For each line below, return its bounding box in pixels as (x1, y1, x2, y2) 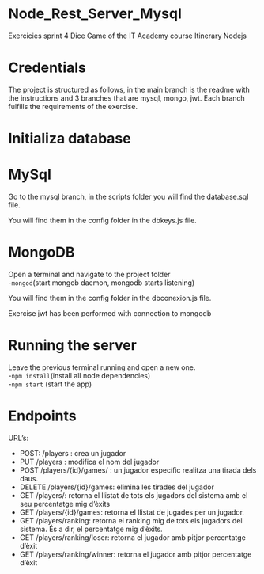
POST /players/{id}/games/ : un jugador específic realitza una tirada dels (19, 465, 257, 475)
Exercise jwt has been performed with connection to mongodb (8, 308, 212, 317)
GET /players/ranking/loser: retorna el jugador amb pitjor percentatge (19, 532, 247, 542)
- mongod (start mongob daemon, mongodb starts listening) (8, 278, 195, 287)
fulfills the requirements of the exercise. (8, 101, 138, 111)
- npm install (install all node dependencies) (8, 371, 151, 380)
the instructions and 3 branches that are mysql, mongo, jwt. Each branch (8, 93, 245, 103)
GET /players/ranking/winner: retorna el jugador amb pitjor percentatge (19, 549, 252, 559)
